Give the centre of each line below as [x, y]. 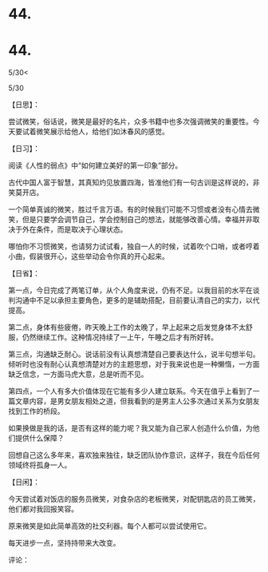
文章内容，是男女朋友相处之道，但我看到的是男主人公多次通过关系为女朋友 [137, 401]
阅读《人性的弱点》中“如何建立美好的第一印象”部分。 [95, 165]
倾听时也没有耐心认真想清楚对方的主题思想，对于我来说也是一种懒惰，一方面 [134, 364]
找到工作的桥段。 [36, 411]
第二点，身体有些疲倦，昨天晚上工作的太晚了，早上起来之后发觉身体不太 [127, 328]
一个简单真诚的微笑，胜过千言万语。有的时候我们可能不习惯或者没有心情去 [130, 209]
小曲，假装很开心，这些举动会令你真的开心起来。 [89, 256]
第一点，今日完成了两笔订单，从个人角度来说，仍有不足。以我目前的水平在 [130, 290]
